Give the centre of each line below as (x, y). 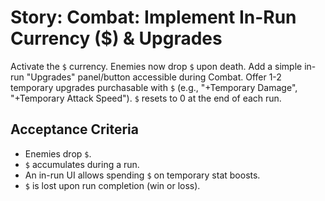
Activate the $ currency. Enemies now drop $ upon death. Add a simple (156, 66)
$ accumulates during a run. (82, 164)
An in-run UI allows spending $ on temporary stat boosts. (142, 175)
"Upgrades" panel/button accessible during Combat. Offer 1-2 (154, 77)
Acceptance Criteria (74, 129)
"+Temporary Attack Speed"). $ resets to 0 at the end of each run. (146, 98)
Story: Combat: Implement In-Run (153, 17)
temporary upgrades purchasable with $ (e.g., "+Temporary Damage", (154, 87)
